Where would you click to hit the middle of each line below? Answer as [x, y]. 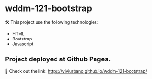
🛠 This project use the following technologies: [52, 22]
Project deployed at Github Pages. [58, 59]
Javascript [23, 44]
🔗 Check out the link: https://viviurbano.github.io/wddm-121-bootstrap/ [76, 71]
